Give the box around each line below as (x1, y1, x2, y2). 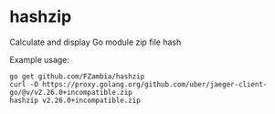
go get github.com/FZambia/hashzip (9, 71, 145, 81)
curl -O (9, 79, 39, 88)
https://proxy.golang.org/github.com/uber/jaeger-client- (42, 79, 268, 88)
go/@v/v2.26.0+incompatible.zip (9, 88, 132, 97)
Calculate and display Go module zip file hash (9, 36, 182, 47)
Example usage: (9, 54, 70, 65)
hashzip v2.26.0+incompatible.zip (9, 96, 142, 105)
